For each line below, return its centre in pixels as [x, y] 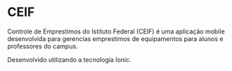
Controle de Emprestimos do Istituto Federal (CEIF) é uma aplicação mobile [116, 31]
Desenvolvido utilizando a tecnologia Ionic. [69, 59]
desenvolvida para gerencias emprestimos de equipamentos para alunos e [115, 38]
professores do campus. [43, 46]
